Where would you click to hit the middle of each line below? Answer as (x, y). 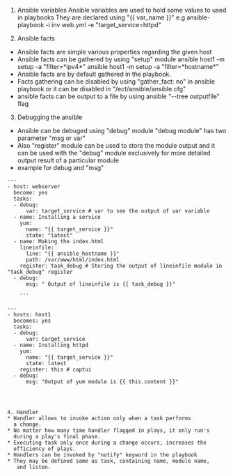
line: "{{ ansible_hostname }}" (72, 254)
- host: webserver (34, 187)
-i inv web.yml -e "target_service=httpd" (103, 25)
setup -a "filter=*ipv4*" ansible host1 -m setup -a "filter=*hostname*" (118, 67)
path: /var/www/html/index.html (72, 260)
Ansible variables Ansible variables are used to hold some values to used (122, 10)
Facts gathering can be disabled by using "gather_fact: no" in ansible (116, 82)
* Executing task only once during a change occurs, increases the (107, 443)
